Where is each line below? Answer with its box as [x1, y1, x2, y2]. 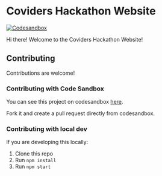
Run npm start [14, 163, 51, 170]
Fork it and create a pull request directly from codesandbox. [6, 110, 155, 117]
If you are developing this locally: [6, 139, 89, 146]
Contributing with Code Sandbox [6, 84, 104, 93]
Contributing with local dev [6, 125, 87, 133]
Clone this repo [14, 150, 53, 157]
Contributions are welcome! [6, 69, 75, 77]
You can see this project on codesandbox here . [6, 98, 123, 105]
